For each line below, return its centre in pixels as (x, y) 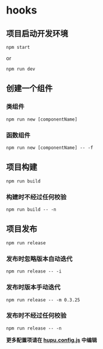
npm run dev (21, 69)
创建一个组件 (29, 89)
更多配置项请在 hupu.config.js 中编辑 (51, 340)
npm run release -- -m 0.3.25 (43, 300)
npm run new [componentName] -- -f (50, 148)
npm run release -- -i (34, 271)
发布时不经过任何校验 (36, 315)
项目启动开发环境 (37, 33)
